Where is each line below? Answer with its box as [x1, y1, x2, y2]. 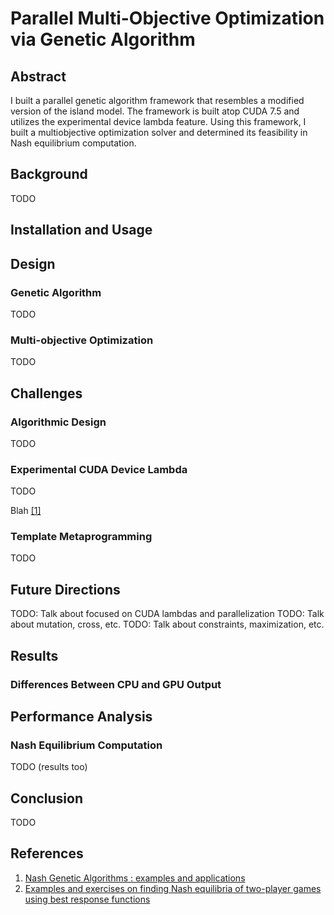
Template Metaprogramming [10, 530, 153, 544]
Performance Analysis [10, 708, 153, 725]
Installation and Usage [10, 222, 153, 239]
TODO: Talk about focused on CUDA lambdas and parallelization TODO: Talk [10, 608, 325, 620]
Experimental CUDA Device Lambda [10, 462, 188, 476]
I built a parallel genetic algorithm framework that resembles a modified [10, 95, 305, 106]
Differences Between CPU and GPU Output [10, 677, 222, 691]
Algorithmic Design [10, 415, 107, 429]
